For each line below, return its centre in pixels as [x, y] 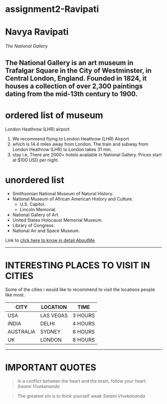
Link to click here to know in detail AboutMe [50, 241]
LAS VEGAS [54, 316]
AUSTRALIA [22, 332]
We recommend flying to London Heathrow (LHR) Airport [71, 138]
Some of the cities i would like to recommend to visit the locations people [80, 289]
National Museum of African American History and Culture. [73, 199]
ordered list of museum [54, 115]
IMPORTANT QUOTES [51, 367]
